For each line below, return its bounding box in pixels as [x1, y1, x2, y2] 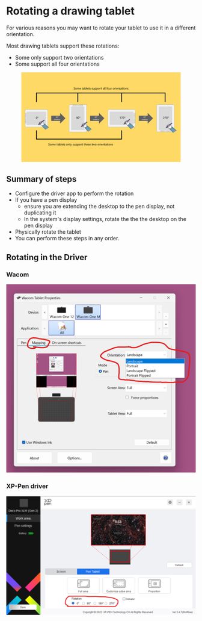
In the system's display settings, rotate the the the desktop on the [23, 216, 186, 223]
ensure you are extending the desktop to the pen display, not [23, 203, 175, 210]
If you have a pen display [14, 196, 78, 204]
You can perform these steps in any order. [14, 235, 120, 242]
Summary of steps [6, 173, 77, 184]
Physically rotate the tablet [14, 228, 81, 236]
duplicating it [23, 209, 57, 216]
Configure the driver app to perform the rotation [14, 190, 134, 197]
